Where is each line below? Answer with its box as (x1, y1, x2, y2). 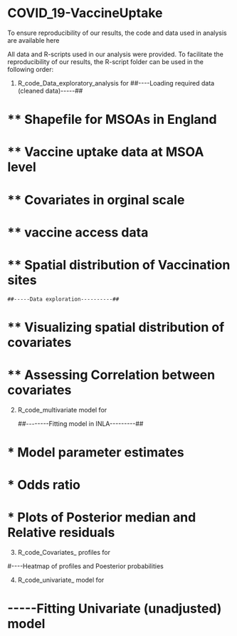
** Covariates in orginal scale (7, 192, 185, 208)
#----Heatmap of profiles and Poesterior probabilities (7, 562, 164, 570)
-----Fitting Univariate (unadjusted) (7, 600, 222, 617)
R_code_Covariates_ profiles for (17, 548, 111, 557)
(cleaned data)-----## (17, 86, 83, 95)
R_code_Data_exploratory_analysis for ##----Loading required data (17, 78, 215, 87)
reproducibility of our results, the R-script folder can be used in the (7, 57, 204, 66)
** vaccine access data (7, 224, 149, 240)
